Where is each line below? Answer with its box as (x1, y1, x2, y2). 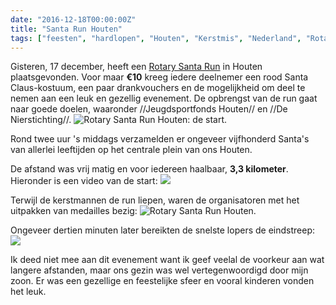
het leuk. (10, 286, 47, 298)
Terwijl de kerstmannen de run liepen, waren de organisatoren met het (10, 194, 300, 206)
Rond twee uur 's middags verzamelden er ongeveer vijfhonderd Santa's (10, 133, 310, 145)
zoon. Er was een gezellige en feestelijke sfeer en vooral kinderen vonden (10, 275, 315, 287)
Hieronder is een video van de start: (10, 175, 158, 187)
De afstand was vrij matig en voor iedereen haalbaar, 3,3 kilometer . (10, 163, 289, 175)
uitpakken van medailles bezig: (10, 205, 138, 217)
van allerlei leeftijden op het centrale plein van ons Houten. (10, 144, 253, 156)
